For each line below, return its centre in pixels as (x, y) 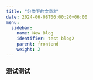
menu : (13, 22)
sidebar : (22, 28)
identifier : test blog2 (46, 39)
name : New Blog (35, 33)
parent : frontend (38, 44)
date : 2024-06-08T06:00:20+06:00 (47, 17)
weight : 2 (29, 50)
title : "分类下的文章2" (32, 11)
